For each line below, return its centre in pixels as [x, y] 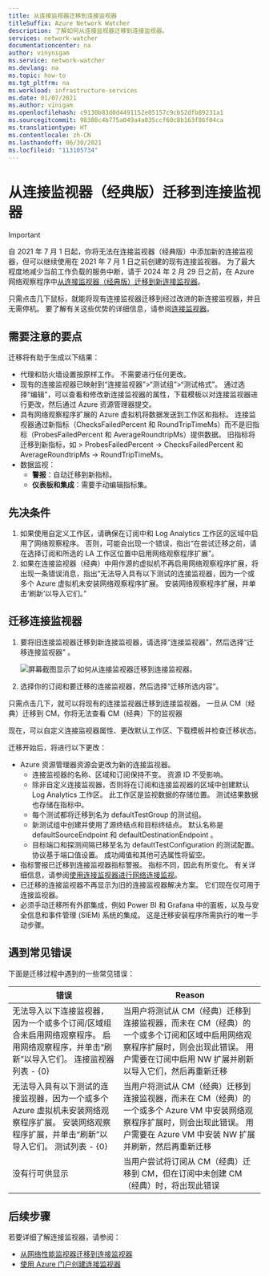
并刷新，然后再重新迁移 [167, 1146]
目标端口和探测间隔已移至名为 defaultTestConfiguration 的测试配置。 [145, 844]
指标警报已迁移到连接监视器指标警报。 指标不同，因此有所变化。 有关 [134, 864]
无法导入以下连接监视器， [61, 1010]
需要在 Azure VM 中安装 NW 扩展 [193, 1134]
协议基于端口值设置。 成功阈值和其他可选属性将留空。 [120, 855]
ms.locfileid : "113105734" [53, 150]
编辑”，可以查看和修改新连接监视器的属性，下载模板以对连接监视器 [141, 395]
